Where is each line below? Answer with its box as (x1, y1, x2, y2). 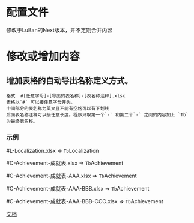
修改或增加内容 (6, 50, 80, 64)
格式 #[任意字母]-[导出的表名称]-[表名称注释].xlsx (6, 92, 126, 99)
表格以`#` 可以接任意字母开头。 (6, 99, 76, 105)
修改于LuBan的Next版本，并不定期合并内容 (6, 26, 113, 34)
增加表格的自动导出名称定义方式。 (6, 76, 133, 86)
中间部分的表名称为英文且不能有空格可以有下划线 (6, 106, 109, 111)
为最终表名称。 (6, 118, 38, 124)
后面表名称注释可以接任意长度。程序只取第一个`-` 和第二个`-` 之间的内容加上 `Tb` (6, 111, 189, 117)
